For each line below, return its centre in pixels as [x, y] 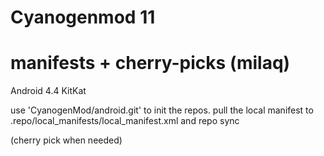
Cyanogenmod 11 [83, 17]
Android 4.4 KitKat [48, 91]
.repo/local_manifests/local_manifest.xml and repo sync [125, 121]
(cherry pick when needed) [66, 140]
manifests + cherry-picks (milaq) [150, 63]
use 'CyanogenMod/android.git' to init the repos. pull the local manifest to [162, 110]
